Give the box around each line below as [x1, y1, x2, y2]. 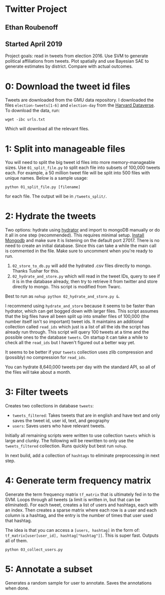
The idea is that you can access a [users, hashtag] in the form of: [5, 527, 140, 533]
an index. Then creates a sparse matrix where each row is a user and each [5, 507, 157, 513]
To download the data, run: [5, 108, 60, 114]
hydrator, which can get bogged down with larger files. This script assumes [5, 308, 159, 314]
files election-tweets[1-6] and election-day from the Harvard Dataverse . [5, 102, 155, 108]
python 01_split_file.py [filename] [5, 185, 81, 190]
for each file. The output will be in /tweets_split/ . [5, 194, 107, 199]
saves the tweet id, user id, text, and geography [12, 418, 110, 424]
